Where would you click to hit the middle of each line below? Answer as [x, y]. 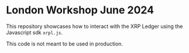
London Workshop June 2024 [80, 10]
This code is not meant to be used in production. [65, 44]
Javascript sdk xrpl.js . [35, 32]
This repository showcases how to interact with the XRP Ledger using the [94, 26]
